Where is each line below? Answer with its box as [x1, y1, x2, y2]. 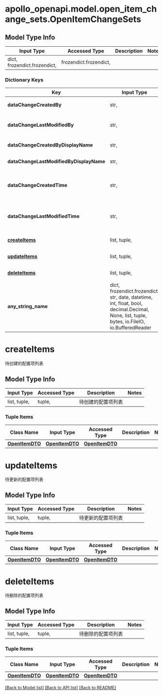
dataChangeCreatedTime [7, 182, 67, 188]
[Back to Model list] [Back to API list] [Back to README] [5, 685, 116, 691]
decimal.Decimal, [110, 306, 149, 313]
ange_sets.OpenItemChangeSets [5, 14, 142, 25]
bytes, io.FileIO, [110, 318, 146, 325]
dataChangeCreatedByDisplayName [7, 142, 93, 149]
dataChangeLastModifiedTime [7, 213, 80, 220]
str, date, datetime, [110, 294, 153, 301]
